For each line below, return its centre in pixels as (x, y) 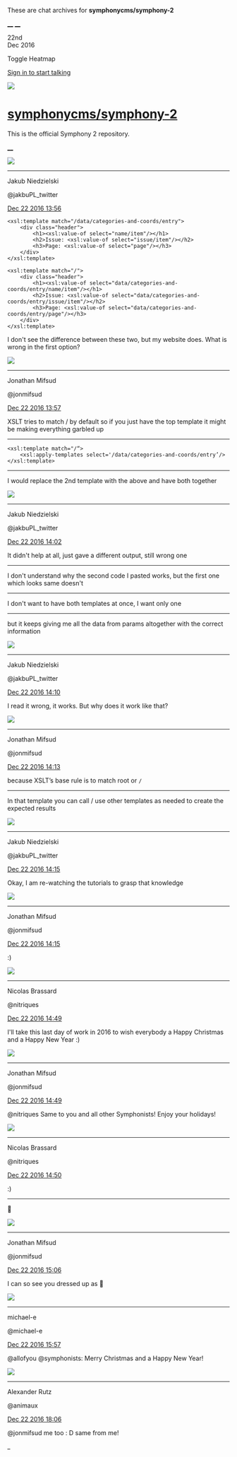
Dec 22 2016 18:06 (35, 1419)
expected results (32, 808)
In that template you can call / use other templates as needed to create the (116, 800)
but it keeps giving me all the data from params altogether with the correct (115, 624)
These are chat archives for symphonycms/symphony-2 (91, 10)
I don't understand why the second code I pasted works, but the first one (114, 576)
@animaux (23, 1405)
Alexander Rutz (30, 1391)
